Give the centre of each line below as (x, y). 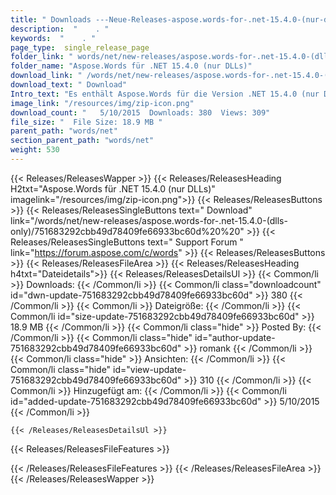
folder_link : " (42, 57)
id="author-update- (235, 337)
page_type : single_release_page (80, 47)
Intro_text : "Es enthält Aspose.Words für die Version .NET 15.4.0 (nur (165, 94)
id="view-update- (150, 369)
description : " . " (60, 29)
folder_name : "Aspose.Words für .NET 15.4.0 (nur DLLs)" (131, 66)
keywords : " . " (53, 38)
